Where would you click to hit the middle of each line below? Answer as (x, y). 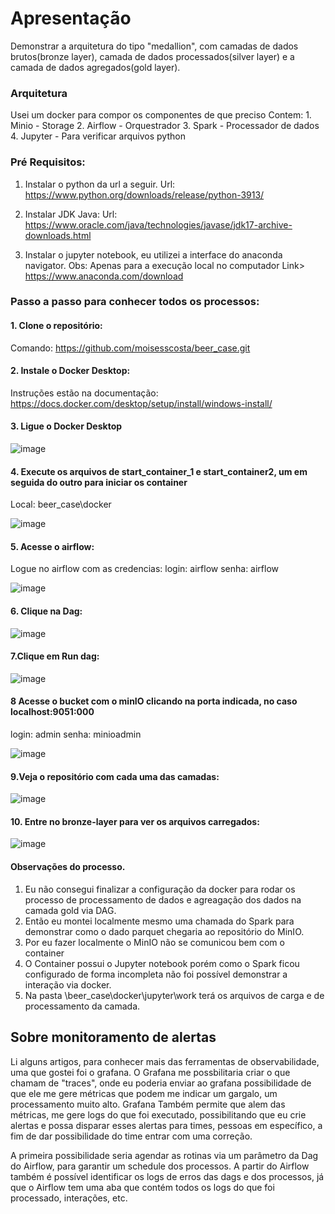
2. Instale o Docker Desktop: (70, 371)
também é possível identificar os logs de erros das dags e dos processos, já (167, 1176)
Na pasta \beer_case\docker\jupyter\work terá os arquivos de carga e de (174, 995)
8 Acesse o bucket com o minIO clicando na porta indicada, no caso (154, 701)
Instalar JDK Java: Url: (71, 214)
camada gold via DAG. (70, 910)
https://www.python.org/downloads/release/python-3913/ (144, 194)
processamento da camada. (82, 1006)
